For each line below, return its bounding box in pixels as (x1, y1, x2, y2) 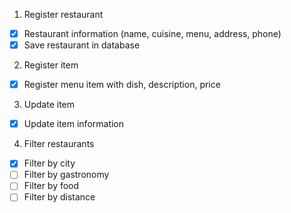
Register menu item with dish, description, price (23, 79, 221, 91)
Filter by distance (23, 191, 96, 203)
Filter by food (23, 180, 80, 192)
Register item (23, 59, 79, 71)
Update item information (23, 118, 125, 130)
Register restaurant (23, 9, 104, 20)
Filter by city (23, 157, 76, 169)
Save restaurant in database (23, 39, 141, 51)
